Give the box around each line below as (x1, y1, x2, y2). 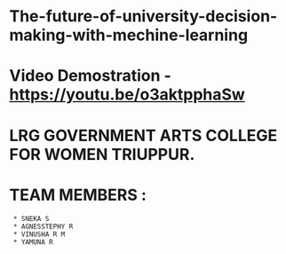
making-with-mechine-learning (9, 25, 249, 45)
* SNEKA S (12, 214, 50, 223)
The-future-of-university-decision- (9, 6, 278, 27)
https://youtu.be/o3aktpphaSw (9, 84, 246, 105)
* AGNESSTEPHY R (12, 222, 74, 231)
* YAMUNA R (12, 237, 53, 246)
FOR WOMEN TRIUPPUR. (9, 144, 195, 164)
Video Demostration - (9, 66, 171, 86)
